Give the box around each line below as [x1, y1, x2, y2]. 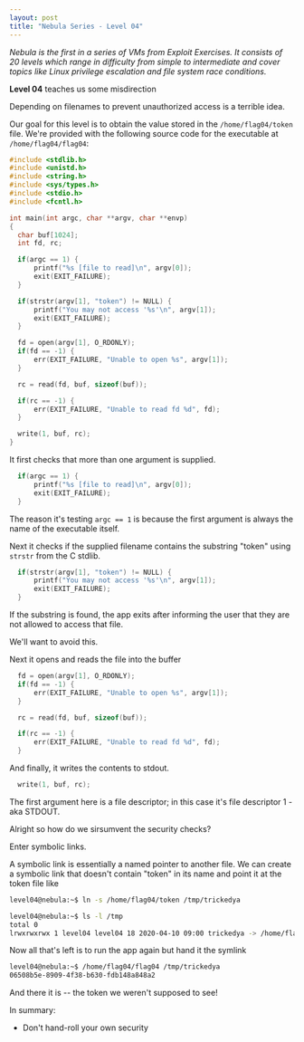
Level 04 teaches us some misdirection [9, 83, 157, 94]
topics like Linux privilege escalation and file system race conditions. [9, 65, 267, 77]
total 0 [9, 920, 39, 929]
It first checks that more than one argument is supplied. [9, 454, 216, 464]
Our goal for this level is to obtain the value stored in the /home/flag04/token [9, 119, 294, 129]
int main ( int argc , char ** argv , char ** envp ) [9, 214, 188, 223]
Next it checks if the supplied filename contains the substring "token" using [9, 540, 291, 551]
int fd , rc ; [17, 239, 63, 248]
